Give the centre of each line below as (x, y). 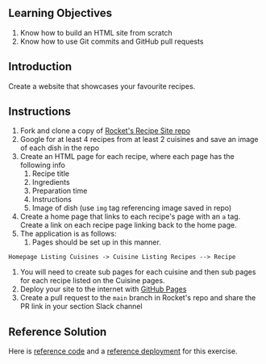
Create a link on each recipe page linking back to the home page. (128, 225)
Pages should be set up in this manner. (96, 242)
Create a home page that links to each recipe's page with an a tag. (130, 216)
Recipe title (51, 174)
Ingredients (51, 182)
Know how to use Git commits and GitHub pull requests (112, 41)
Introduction (40, 67)
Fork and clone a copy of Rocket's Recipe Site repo (105, 131)
